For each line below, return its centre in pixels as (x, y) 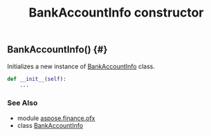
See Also (22, 103)
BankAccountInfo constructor (116, 13)
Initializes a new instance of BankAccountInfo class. (81, 66)
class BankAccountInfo (50, 125)
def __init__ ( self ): (37, 79)
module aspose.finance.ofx (56, 118)
